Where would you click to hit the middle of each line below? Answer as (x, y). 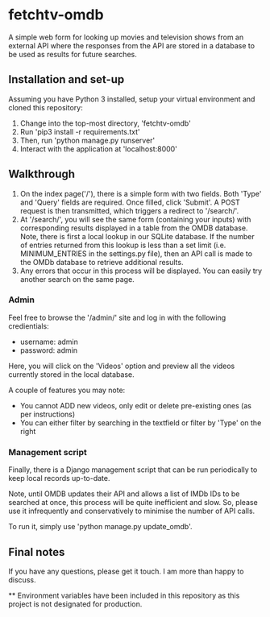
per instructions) (48, 414)
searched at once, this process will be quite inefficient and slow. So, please (133, 503)
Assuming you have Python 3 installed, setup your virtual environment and (132, 99)
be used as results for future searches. (73, 54)
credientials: (29, 326)
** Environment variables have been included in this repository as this (124, 595)
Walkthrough (42, 174)
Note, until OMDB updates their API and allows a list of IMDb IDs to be (124, 494)
